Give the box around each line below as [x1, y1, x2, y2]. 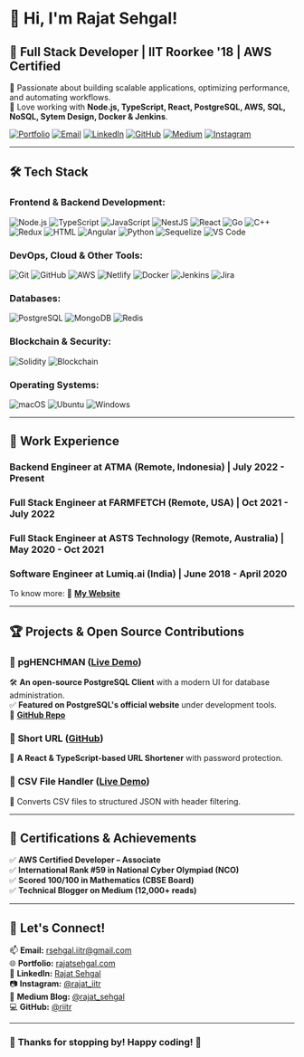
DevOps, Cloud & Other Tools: [9, 249, 143, 262]
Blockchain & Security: [9, 335, 111, 348]
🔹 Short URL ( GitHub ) [9, 732, 104, 745]
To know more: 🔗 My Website [9, 588, 120, 599]
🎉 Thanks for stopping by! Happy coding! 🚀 [9, 1036, 202, 1049]
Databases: [9, 291, 62, 304]
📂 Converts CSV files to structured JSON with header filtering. [9, 795, 242, 806]
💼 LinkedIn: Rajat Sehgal [9, 968, 101, 979]
